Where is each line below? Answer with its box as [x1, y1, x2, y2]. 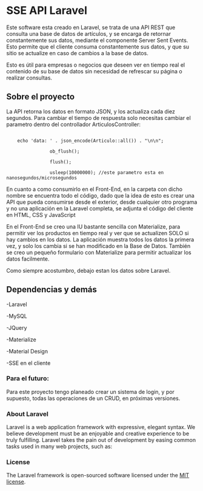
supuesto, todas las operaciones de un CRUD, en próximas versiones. [6, 395, 181, 402]
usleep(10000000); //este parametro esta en [49, 169, 164, 176]
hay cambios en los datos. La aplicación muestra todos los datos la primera [6, 236, 195, 243]
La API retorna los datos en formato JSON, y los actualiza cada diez [6, 107, 176, 115]
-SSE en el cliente [6, 359, 51, 367]
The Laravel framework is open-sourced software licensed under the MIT [6, 472, 190, 479]
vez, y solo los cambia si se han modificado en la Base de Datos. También [6, 242, 191, 249]
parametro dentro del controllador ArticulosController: [6, 121, 141, 128]
